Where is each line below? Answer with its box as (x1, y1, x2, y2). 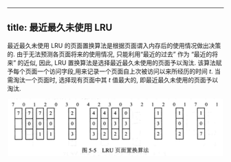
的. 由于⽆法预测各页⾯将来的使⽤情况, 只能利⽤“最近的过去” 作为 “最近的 (7, 49, 212, 58)
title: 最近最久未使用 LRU (7, 22, 113, 34)
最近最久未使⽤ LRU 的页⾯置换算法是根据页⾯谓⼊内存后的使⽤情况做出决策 (7, 41, 221, 49)
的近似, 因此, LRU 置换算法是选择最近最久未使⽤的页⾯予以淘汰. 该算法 (17, 58, 217, 67)
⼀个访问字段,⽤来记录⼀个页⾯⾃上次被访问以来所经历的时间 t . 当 (36, 67, 221, 76)
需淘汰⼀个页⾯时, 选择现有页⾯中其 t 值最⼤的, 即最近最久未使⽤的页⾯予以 (7, 76, 219, 84)
